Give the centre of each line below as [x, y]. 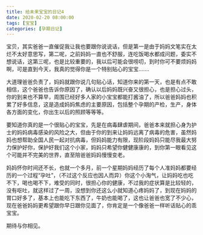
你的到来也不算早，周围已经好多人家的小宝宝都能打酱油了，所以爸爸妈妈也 [99, 97]
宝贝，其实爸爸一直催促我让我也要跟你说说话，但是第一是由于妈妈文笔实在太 [101, 46]
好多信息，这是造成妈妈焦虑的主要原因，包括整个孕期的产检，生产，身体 [107, 105]
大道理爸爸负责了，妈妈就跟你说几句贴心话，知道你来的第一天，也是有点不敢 [101, 82]
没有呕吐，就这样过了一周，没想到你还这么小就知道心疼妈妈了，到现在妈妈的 [101, 190]
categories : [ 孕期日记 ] [34, 29]
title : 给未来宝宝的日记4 [35, 12]
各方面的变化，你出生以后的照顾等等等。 [56, 112]
